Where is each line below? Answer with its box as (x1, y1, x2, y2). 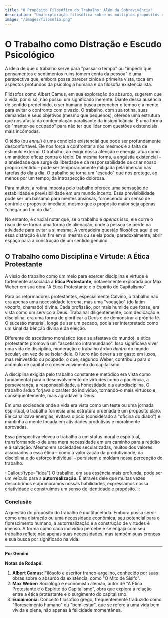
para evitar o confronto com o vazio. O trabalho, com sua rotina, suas (5, 107, 148, 113)
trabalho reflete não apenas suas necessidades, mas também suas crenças (5, 531, 161, 537)
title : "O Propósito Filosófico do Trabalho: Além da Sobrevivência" (5, 7, 153, 13)
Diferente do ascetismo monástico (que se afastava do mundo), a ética (5, 335, 151, 341)
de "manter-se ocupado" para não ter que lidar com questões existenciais (5, 123, 158, 129)
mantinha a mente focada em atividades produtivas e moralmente (5, 419, 140, 425)
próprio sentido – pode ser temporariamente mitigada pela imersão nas (5, 165, 151, 171)
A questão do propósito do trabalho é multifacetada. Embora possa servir (5, 510, 156, 516)
